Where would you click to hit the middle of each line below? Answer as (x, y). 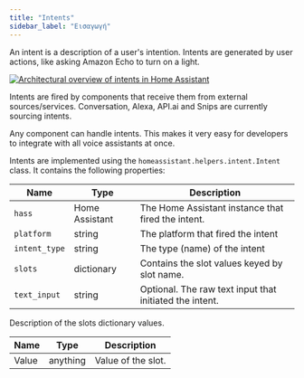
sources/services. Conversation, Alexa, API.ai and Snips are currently (139, 106)
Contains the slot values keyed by (211, 263)
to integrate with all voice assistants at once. (92, 143)
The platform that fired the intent (209, 233)
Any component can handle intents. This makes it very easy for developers (149, 133)
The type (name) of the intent (202, 248)
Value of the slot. (130, 360)
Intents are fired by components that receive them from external (129, 97)
